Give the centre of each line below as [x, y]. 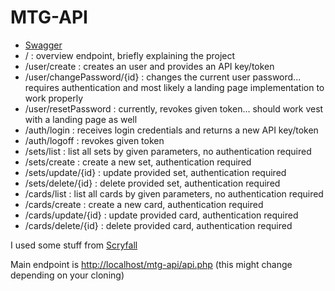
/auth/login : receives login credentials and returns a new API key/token [171, 130]
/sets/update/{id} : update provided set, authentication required [155, 172]
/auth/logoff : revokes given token [94, 140]
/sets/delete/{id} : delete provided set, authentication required [152, 183]
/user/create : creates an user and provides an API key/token [149, 66]
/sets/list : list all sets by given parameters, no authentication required [168, 151]
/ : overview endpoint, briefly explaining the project [130, 55]
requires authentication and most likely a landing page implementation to [174, 87]
